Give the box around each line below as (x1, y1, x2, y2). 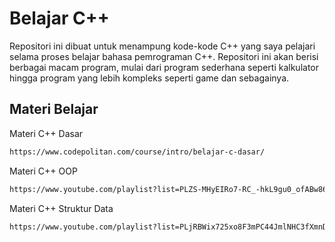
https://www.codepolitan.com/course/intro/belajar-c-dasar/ (9, 147, 266, 157)
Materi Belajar (9, 101, 99, 118)
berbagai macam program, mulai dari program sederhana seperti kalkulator (9, 61, 319, 73)
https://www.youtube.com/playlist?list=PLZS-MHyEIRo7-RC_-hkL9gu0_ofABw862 (9, 184, 332, 194)
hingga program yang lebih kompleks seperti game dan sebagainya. (9, 72, 290, 84)
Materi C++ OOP (9, 165, 78, 177)
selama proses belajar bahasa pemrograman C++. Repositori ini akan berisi (9, 50, 319, 62)
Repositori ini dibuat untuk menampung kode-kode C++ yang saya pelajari (9, 40, 316, 52)
